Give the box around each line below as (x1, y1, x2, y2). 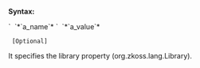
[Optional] (11, 37, 48, 45)
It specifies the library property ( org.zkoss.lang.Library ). (8, 51, 193, 60)
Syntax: (8, 7, 35, 16)
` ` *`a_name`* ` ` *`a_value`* (8, 22, 100, 31)
